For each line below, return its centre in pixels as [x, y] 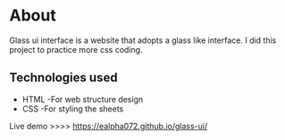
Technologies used [63, 78]
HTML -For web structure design [83, 99]
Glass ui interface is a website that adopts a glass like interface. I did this [143, 40]
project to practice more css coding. [76, 49]
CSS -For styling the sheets [73, 109]
